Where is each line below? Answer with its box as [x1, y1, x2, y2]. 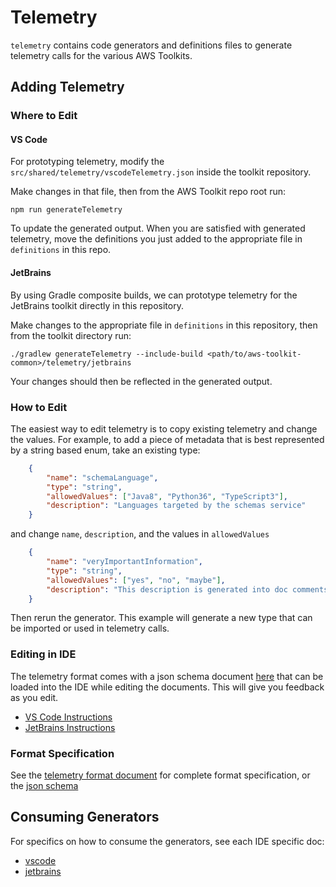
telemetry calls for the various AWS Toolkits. [10, 49, 193, 61]
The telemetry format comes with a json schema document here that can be [10, 670, 324, 682]
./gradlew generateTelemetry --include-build [10, 349, 203, 359]
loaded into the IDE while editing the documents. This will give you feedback [10, 681, 325, 693]
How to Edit [10, 400, 68, 414]
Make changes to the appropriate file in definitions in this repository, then [10, 319, 318, 331]
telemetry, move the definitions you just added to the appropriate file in [10, 233, 303, 245]
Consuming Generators [10, 809, 160, 826]
